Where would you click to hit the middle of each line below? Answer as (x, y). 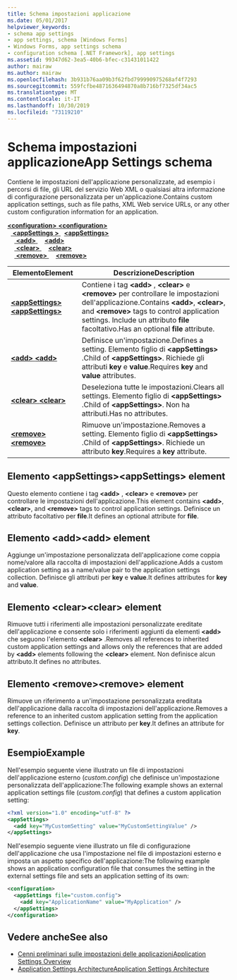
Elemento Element (43, 272)
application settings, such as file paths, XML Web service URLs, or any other (119, 204)
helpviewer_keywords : (39, 27)
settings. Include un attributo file (135, 320)
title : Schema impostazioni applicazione (69, 14)
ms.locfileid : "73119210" (45, 112)
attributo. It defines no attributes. (54, 662)
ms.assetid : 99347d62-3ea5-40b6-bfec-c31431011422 (83, 60)
